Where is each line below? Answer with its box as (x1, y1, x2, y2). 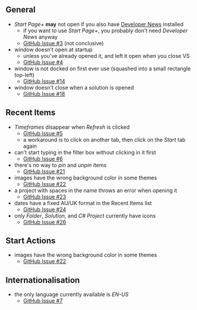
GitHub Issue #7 (23, 297, 63, 305)
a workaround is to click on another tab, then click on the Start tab (23, 136, 186, 143)
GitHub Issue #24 (23, 206, 67, 213)
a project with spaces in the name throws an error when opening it (14, 187, 177, 194)
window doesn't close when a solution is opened (14, 83, 135, 91)
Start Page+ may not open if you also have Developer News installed (14, 20, 184, 27)
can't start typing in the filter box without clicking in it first (14, 148, 156, 156)
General (5, 5, 36, 15)
